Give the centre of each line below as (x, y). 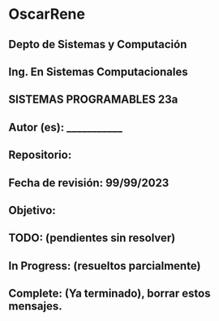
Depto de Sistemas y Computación (98, 44)
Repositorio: (40, 155)
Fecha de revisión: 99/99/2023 (89, 183)
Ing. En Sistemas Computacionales (98, 71)
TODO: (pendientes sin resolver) (92, 238)
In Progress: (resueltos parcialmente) (105, 266)
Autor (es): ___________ (66, 127)
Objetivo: (32, 210)
